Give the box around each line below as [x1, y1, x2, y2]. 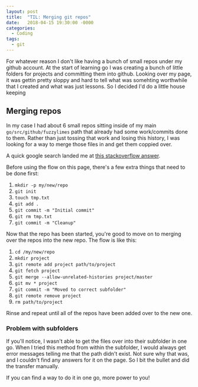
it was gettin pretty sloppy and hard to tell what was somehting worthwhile [6, 76, 187, 83]
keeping [6, 89, 26, 96]
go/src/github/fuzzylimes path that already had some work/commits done [6, 128, 188, 135]
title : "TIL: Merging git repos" [6, 14, 92, 20]
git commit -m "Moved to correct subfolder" [14, 287, 126, 293]
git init [14, 188, 37, 195]
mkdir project [14, 255, 50, 261]
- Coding [11, 31, 33, 37]
